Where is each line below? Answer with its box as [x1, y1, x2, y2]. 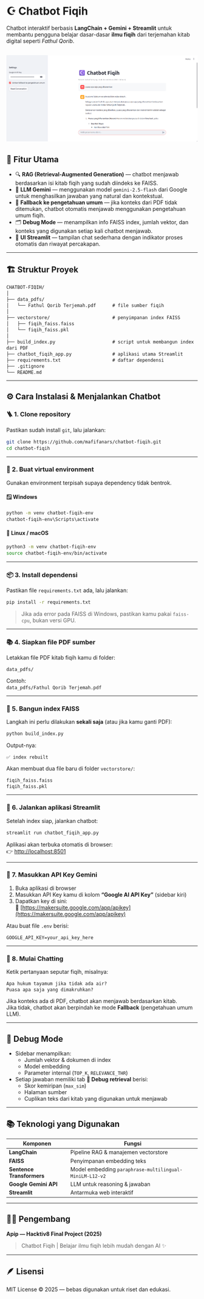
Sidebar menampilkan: [15, 1050, 72, 1057]
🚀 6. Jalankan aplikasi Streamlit [6, 804, 101, 812]
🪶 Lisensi [6, 1266, 44, 1277]
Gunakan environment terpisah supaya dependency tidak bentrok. [6, 479, 172, 486]
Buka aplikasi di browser [15, 884, 77, 892]
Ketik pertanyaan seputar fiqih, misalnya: [6, 968, 109, 976]
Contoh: [6, 677, 27, 684]
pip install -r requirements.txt [6, 599, 91, 605]
